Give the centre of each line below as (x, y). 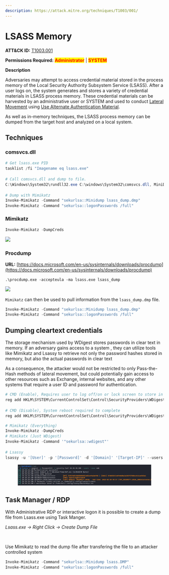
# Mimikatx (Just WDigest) (33, 436)
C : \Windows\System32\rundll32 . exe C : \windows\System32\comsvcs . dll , (78, 185)
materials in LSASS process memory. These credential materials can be (79, 96)
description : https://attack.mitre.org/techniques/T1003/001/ (72, 11)
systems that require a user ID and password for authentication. (71, 385)
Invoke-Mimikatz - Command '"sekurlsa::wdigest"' (57, 442)
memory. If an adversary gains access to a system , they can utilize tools (80, 348)
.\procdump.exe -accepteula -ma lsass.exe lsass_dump (63, 280)
